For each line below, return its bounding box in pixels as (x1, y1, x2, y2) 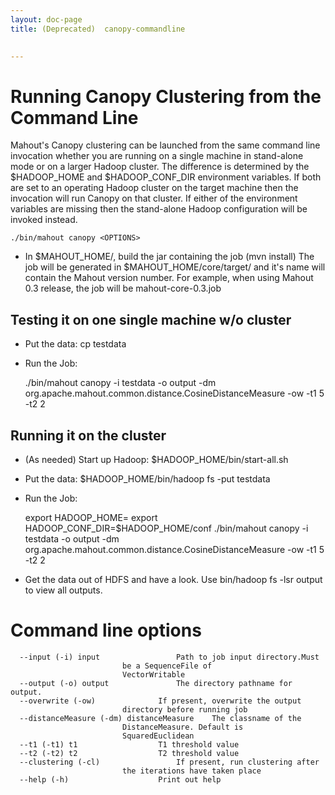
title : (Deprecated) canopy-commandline (10, 24, 186, 34)
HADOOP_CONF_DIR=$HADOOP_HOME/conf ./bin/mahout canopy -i (24, 522, 309, 534)
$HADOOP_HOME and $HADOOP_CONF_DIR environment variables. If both (10, 171, 322, 183)
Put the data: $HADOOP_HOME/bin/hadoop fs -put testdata (24, 472, 271, 485)
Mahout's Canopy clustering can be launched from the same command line (10, 139, 321, 151)
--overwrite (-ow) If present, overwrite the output (19, 696, 302, 706)
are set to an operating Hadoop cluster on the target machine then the (10, 182, 299, 194)
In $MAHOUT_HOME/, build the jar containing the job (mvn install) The (24, 251, 315, 263)
